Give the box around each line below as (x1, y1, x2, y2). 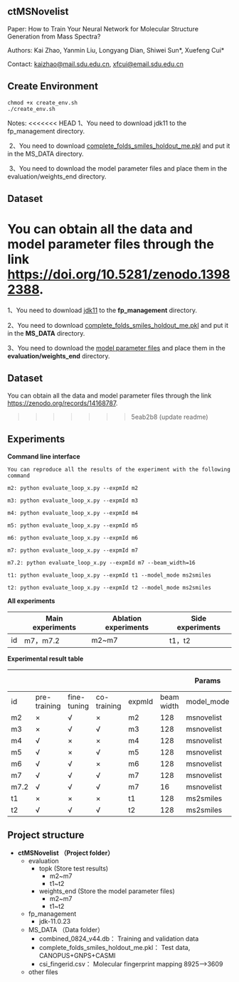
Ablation (112, 613, 142, 623)
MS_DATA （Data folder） (28, 926, 105, 934)
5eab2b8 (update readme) (131, 412, 208, 421)
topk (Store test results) (38, 864, 109, 873)
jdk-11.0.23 (38, 917, 71, 926)
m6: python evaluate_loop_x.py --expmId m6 (7, 534, 139, 541)
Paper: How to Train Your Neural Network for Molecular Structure (7, 24, 199, 33)
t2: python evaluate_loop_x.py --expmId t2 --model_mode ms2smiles (7, 584, 212, 591)
